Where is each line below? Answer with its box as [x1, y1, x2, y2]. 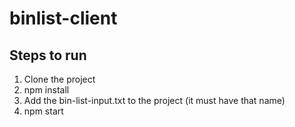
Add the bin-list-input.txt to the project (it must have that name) [23, 95, 286, 106]
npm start [23, 105, 64, 117]
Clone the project [23, 73, 96, 85]
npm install [23, 84, 70, 96]
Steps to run [9, 47, 87, 64]
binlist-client [9, 7, 118, 30]
